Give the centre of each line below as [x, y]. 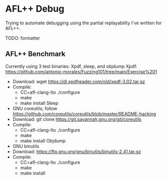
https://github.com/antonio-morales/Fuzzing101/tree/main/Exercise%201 [81, 71]
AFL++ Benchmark [36, 54]
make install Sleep [39, 103]
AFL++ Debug [35, 9]
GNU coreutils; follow [35, 108]
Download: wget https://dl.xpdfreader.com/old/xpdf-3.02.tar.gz [79, 81]
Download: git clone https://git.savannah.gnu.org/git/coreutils [77, 119]
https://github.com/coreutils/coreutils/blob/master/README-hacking [84, 114]
